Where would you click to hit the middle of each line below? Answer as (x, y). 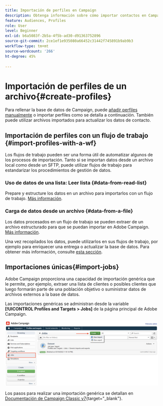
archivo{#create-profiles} (58, 96)
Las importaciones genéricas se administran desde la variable (67, 304)
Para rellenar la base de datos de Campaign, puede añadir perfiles (71, 110)
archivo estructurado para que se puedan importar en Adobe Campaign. (77, 227)
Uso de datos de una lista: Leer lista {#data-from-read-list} (76, 183)
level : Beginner (21, 31)
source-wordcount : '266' (30, 51)
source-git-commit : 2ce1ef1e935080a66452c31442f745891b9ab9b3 (69, 41)
